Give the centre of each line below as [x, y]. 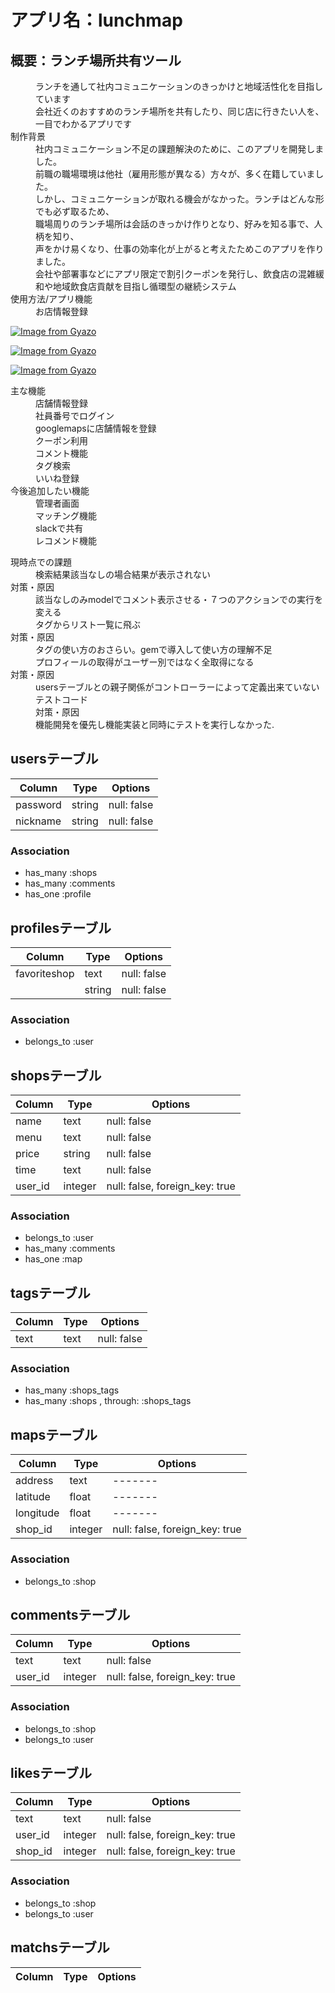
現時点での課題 [41, 562]
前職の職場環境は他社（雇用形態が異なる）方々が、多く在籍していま [175, 174]
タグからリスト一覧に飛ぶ [88, 624]
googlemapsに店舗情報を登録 [96, 428]
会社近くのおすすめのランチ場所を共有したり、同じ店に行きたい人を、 [180, 111]
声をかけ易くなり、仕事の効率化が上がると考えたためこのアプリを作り [180, 249]
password [38, 804]
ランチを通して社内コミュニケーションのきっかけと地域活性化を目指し [179, 86]
